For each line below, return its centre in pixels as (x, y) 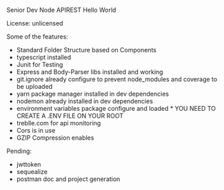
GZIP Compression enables (55, 138)
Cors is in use (36, 130)
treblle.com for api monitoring (59, 123)
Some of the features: (37, 36)
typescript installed (44, 57)
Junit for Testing (40, 64)
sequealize (32, 172)
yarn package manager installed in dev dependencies (93, 94)
